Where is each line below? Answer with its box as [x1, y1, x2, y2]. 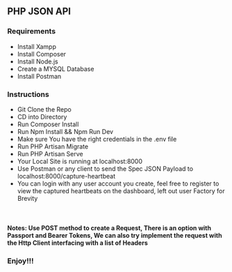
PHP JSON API [7, 6, 72, 17]
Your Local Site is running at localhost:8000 [17, 157, 143, 165]
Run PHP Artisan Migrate [17, 142, 89, 151]
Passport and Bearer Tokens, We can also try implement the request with [7, 231, 222, 239]
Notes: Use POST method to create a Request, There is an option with [7, 223, 212, 232]
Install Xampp [17, 42, 57, 51]
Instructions [7, 89, 50, 99]
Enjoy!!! [7, 256, 34, 266]
